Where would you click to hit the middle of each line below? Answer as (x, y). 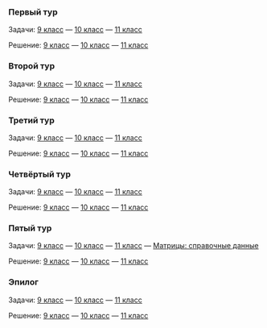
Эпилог (23, 282)
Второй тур (31, 66)
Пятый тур (30, 228)
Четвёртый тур (39, 174)
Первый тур (33, 12)
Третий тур (31, 120)
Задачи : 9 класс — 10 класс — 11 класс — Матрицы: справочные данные (133, 246)
